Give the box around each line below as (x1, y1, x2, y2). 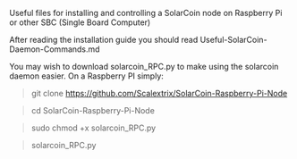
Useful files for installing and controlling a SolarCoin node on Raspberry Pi (9, 8, 283, 18)
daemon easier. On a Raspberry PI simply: (9, 71, 164, 81)
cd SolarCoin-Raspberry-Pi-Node (30, 105, 155, 115)
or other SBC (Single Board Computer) (9, 17, 151, 28)
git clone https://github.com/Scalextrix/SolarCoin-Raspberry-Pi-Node (30, 88, 288, 98)
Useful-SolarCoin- (199, 35, 267, 45)
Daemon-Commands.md (9, 44, 100, 54)
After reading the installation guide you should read (9, 35, 199, 45)
